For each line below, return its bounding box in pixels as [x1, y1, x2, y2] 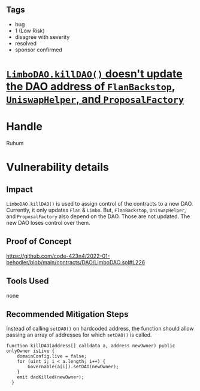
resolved [14, 39, 37, 47]
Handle [6, 120, 43, 133]
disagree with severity [14, 33, 70, 41]
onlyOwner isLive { [6, 348, 55, 355]
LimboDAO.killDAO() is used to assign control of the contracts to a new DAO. [6, 200, 193, 207]
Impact [6, 184, 33, 194]
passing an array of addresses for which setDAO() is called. [6, 331, 152, 338]
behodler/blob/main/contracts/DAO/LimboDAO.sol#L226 [6, 258, 146, 265]
